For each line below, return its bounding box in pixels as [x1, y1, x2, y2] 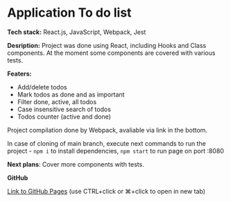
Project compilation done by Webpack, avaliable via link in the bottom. [7, 126, 208, 134]
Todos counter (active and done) [17, 112, 111, 121]
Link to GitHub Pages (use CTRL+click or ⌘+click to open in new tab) [7, 187, 206, 195]
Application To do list [7, 5, 132, 21]
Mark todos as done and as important [17, 90, 125, 99]
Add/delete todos [17, 83, 67, 91]
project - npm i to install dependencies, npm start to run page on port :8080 [7, 146, 224, 155]
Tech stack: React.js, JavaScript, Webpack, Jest [7, 28, 146, 36]
